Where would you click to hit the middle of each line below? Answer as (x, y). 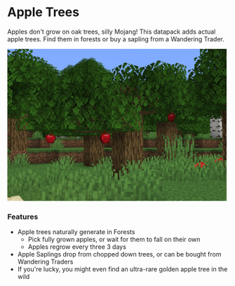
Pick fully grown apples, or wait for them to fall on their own (114, 240)
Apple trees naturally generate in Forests (76, 232)
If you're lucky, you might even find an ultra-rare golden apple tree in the (122, 269)
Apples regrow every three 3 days (77, 247)
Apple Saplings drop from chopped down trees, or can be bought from (119, 254)
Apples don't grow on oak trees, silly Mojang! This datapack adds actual (112, 32)
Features (23, 217)
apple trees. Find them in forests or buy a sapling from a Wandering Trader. (116, 39)
